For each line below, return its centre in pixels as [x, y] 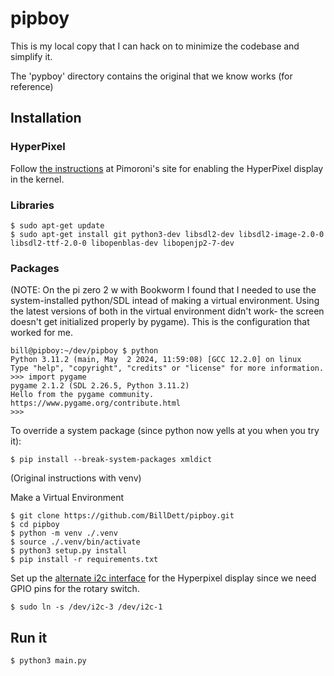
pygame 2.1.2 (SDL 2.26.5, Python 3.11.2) [100, 386]
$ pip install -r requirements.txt [84, 560]
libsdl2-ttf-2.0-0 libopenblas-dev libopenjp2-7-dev [122, 243]
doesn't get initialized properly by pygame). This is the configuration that [160, 322]
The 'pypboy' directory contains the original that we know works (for [151, 76]
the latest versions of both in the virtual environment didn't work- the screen [167, 311]
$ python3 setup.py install [69, 551]
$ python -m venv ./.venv [64, 533]
